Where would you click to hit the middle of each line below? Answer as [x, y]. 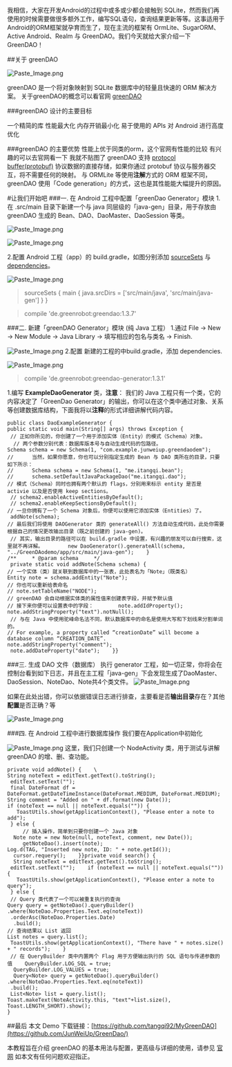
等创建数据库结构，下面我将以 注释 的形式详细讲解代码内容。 [92, 410]
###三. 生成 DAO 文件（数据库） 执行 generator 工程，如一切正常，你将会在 [115, 665]
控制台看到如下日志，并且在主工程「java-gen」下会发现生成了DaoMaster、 [114, 673]
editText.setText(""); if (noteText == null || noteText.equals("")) [117, 868]
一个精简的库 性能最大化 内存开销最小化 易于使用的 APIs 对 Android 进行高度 [116, 126]
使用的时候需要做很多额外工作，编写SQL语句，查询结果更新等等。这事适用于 [116, 19]
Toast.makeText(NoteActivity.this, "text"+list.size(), [89, 1000]
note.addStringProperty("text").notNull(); [71, 612]
